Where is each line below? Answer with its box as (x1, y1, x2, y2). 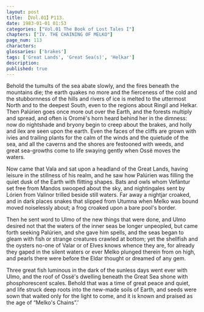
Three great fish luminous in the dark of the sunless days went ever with (6, 266, 188, 274)
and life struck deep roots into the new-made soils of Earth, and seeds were (6, 286, 197, 293)
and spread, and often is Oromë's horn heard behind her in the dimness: (6, 115, 188, 122)
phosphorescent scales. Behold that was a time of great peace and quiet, (6, 280, 190, 287)
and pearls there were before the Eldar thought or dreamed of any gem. (6, 255, 186, 262)
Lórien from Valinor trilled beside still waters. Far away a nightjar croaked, (6, 191, 191, 199)
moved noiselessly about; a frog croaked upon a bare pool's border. (6, 204, 177, 211)
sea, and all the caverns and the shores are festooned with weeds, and (6, 141, 184, 148)
